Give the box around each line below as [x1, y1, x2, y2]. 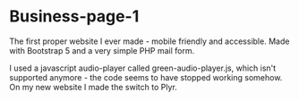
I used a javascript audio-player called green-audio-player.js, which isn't [9, 63, 277, 73]
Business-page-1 [9, 6, 140, 27]
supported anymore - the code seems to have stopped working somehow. [9, 72, 283, 82]
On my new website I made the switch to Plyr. [9, 81, 177, 92]
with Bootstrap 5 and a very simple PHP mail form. [9, 45, 195, 55]
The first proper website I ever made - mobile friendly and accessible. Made [9, 36, 290, 46]
